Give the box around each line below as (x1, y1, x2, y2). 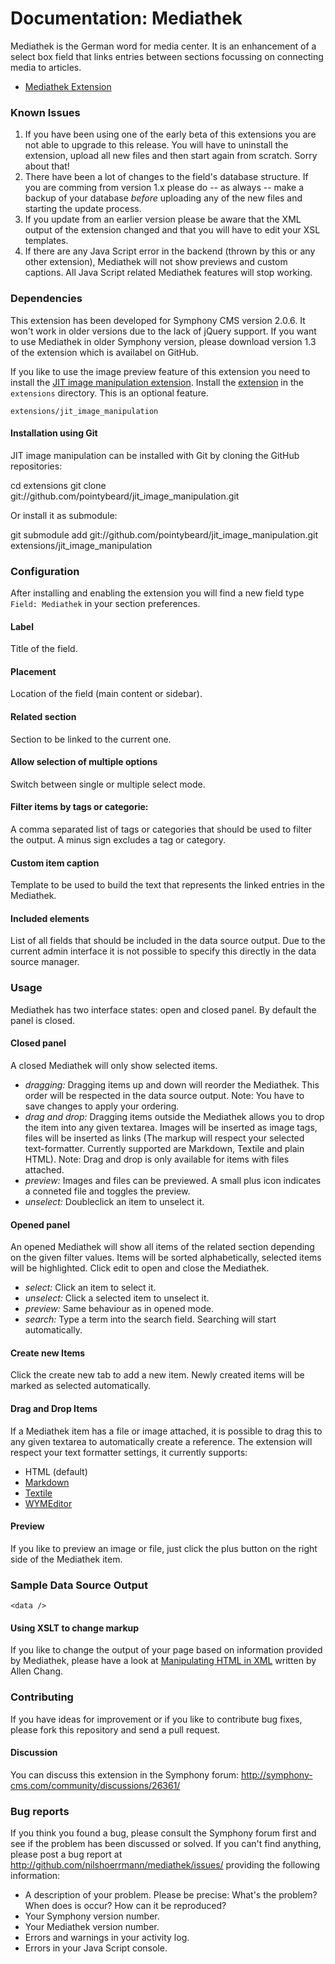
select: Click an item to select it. (24, 1282, 157, 1294)
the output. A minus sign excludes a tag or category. (10, 834, 227, 846)
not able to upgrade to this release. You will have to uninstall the (24, 139, 289, 151)
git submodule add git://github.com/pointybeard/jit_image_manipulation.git (10, 528, 319, 541)
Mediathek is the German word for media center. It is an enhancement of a (10, 40, 317, 52)
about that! (24, 160, 70, 172)
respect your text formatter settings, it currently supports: (10, 1446, 248, 1458)
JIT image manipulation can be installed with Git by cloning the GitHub (10, 449, 300, 461)
